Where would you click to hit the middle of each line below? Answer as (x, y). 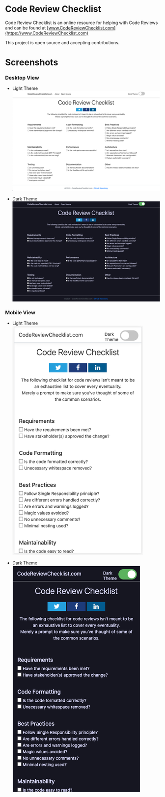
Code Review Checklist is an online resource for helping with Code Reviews (82, 23)
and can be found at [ (27, 27)
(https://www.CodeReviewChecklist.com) (47, 33)
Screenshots (32, 63)
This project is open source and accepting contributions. (62, 42)
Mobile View (20, 312)
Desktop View (22, 78)
